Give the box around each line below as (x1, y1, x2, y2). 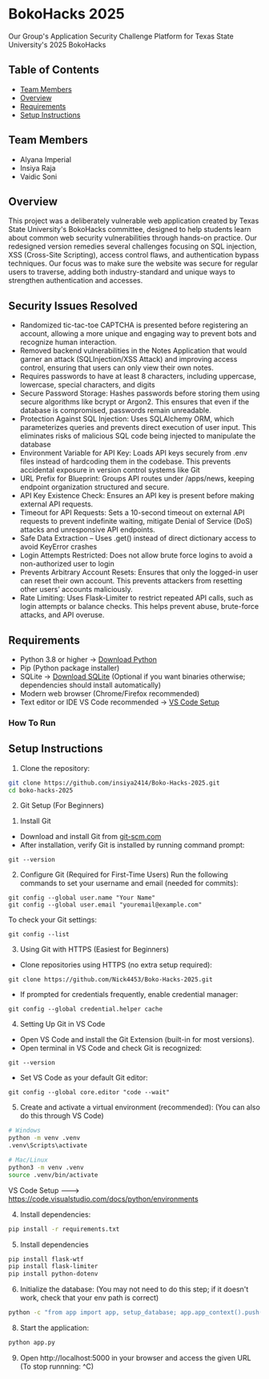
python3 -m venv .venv (8, 1163, 84, 1171)
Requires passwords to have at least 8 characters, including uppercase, (19, 371, 257, 381)
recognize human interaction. (19, 338, 118, 347)
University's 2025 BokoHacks (8, 39, 106, 49)
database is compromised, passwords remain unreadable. (19, 406, 212, 416)
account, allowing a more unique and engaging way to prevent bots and (19, 329, 257, 339)
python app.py (8, 1339, 56, 1347)
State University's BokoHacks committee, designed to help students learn (8, 225, 251, 234)
